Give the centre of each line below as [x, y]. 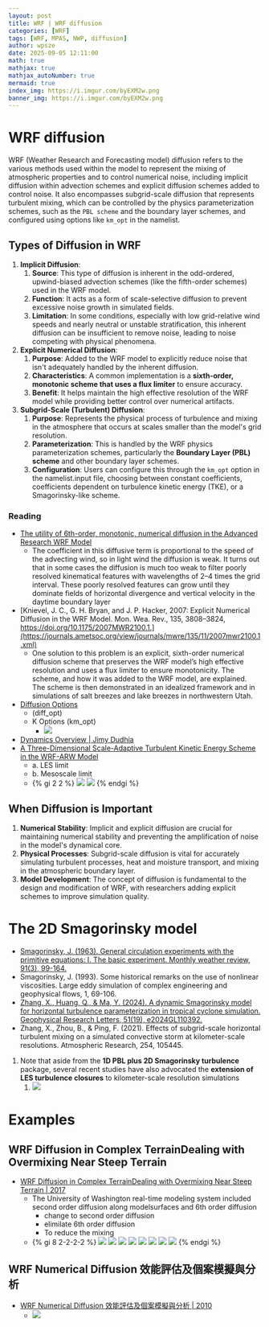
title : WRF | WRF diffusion [55, 23]
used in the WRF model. [71, 290]
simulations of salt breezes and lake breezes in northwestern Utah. [142, 696]
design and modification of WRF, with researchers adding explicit [128, 888]
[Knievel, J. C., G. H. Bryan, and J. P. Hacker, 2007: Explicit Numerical [135, 610]
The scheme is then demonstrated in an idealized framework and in [143, 688]
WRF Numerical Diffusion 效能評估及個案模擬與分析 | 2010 [116, 1305]
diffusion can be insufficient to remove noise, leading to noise [134, 333]
